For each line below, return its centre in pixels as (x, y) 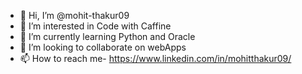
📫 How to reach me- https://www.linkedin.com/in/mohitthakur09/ (155, 58)
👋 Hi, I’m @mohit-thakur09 (74, 15)
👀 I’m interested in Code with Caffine (95, 26)
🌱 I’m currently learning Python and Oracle (107, 36)
